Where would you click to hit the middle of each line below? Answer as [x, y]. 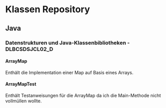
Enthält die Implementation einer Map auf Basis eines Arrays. [69, 72]
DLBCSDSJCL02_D [29, 49]
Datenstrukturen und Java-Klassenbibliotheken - [68, 43]
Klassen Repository [48, 9]
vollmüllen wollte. [23, 101]
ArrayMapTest [21, 84]
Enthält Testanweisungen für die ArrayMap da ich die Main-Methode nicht [83, 95]
